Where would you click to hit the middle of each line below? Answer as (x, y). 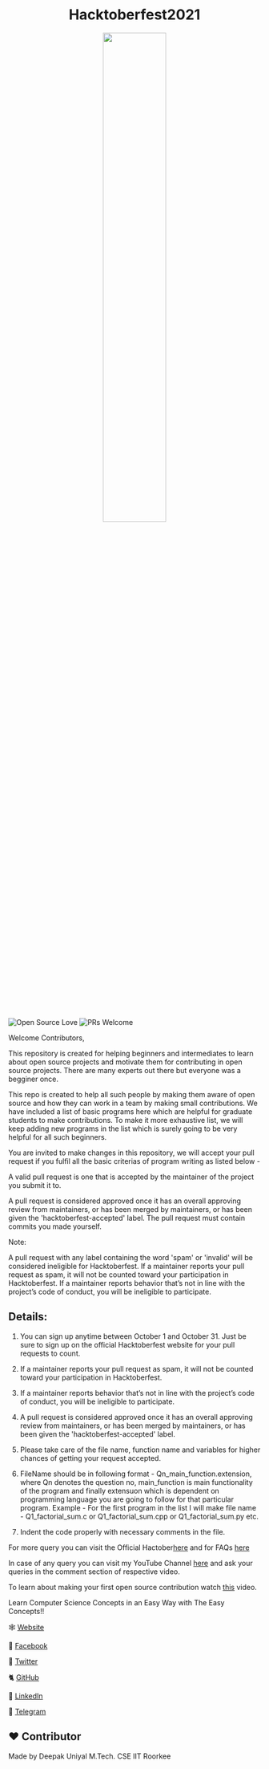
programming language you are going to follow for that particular (127, 1499)
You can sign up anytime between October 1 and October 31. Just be (133, 1336)
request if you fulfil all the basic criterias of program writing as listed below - (134, 1161)
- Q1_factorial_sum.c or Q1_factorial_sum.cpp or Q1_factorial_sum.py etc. (139, 1516)
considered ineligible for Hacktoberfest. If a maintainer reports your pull (126, 1266)
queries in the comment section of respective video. (94, 1572)
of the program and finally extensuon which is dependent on (120, 1490)
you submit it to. (35, 1185)
